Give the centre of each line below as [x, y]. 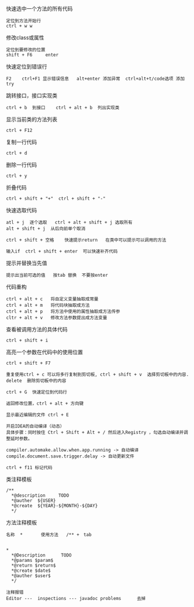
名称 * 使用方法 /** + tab [49, 535]
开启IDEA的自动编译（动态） [35, 426]
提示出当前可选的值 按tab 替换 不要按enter [57, 275]
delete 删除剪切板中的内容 [36, 381]
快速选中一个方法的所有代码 [39, 9]
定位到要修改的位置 [26, 50]
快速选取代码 [21, 210]
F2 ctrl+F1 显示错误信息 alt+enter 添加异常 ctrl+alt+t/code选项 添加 [96, 79]
